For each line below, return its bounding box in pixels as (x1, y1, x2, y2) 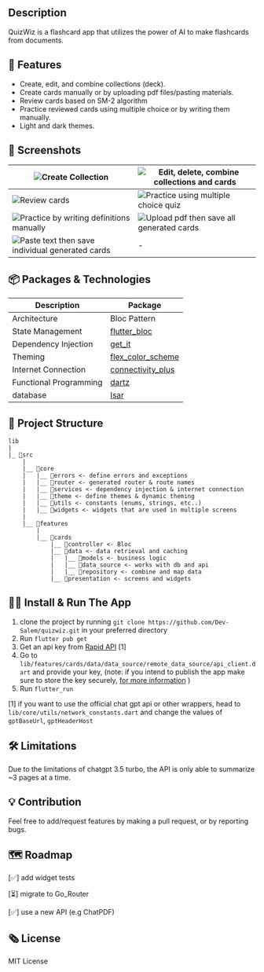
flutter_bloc (109, 326, 153, 337)
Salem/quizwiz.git (19, 626, 80, 635)
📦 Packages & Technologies (8, 273, 152, 286)
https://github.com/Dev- (148, 618, 229, 626)
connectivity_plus (109, 365, 175, 376)
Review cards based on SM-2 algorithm (19, 96, 148, 105)
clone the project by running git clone (19, 617, 145, 626)
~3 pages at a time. (8, 772, 71, 782)
